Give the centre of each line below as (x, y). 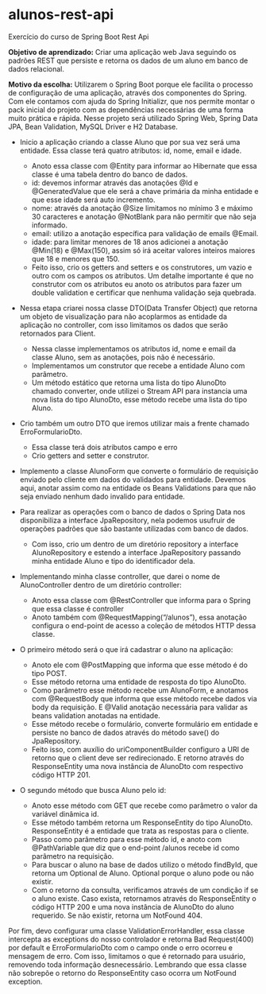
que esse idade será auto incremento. (94, 200)
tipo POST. (49, 673)
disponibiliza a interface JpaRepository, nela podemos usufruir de (127, 520)
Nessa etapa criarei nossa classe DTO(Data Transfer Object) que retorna (139, 308)
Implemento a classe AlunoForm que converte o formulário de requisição (139, 471)
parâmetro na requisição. (73, 856)
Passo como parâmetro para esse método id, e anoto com (127, 839)
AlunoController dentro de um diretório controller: (101, 584)
